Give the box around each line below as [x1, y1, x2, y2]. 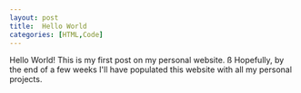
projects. [9, 74, 43, 85]
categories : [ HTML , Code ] [9, 30, 104, 39]
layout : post [9, 13, 59, 23]
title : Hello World [9, 22, 88, 31]
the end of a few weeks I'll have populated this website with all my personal [9, 64, 293, 75]
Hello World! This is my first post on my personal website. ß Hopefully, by [9, 55, 285, 66]
